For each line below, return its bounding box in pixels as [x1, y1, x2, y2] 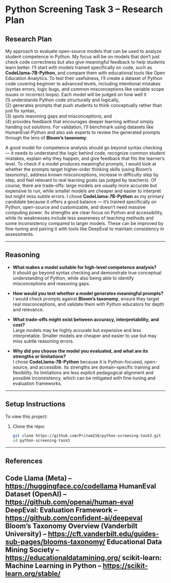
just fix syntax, [5, 108, 36, 114]
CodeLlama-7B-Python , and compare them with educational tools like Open [5, 70, 165, 76]
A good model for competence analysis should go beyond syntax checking [5, 145, 162, 151]
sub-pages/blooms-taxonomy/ [5, 538, 105, 546]
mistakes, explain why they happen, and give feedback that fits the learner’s [5, 155, 165, 161]
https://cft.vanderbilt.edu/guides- [48, 530, 159, 538]
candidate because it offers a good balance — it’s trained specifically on [5, 199, 157, 205]
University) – [5, 530, 47, 538]
